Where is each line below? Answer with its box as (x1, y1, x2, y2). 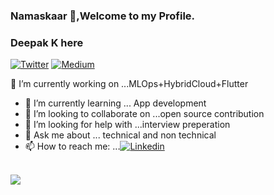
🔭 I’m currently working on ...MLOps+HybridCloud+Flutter (10, 78, 249, 90)
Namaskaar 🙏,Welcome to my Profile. (10, 9, 196, 23)
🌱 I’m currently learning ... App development (24, 97, 207, 109)
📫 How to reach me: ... (24, 140, 121, 153)
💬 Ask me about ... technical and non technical (24, 129, 217, 141)
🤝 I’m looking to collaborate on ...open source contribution (24, 108, 265, 120)
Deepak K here (10, 35, 84, 49)
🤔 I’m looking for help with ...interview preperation (24, 119, 231, 131)
